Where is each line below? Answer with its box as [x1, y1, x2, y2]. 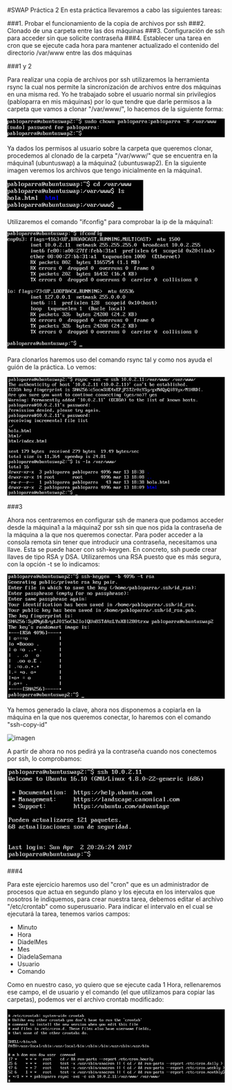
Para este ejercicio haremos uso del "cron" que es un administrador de [7, 880, 209, 889]
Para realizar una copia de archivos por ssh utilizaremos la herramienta [7, 75, 209, 84]
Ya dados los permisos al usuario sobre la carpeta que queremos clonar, [7, 145, 213, 153]
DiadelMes [17, 938, 48, 946]
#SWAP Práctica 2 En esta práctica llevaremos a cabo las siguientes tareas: [7, 6, 222, 14]
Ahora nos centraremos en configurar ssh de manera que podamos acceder [7, 515, 224, 524]
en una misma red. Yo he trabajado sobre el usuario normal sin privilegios [7, 90, 216, 98]
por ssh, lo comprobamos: [7, 754, 82, 763]
